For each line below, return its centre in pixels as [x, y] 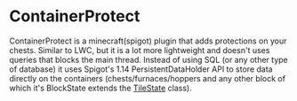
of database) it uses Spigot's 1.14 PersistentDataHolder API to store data [141, 69]
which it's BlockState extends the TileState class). [101, 88]
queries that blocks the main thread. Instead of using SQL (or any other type [148, 59]
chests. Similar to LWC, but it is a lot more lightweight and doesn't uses [140, 50]
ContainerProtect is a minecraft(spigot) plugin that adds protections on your [148, 41]
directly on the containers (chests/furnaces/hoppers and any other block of [148, 78]
